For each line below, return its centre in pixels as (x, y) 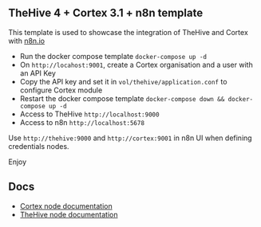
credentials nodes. (39, 146)
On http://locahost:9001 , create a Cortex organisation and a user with (136, 65)
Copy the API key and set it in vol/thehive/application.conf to (123, 81)
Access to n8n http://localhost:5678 (82, 122)
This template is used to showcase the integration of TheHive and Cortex (129, 32)
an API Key (38, 73)
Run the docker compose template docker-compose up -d (113, 56)
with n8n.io (27, 41)
